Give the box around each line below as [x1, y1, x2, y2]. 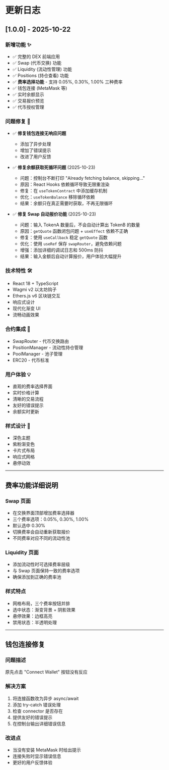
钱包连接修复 [5, 640, 45, 649]
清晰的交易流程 [12, 396, 44, 402]
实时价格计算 [12, 390, 39, 396]
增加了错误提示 [20, 147, 51, 153]
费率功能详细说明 [5, 481, 58, 490]
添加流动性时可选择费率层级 [12, 561, 70, 568]
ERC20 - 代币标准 [12, 357, 49, 363]
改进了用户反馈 [20, 153, 51, 160]
